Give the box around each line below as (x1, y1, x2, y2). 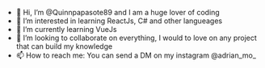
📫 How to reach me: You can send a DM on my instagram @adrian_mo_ (15, 50, 257, 60)
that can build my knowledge (15, 42, 113, 51)
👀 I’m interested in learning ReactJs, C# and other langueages (15, 16, 223, 26)
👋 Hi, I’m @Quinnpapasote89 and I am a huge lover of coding (15, 8, 220, 17)
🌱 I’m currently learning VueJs (15, 25, 117, 34)
